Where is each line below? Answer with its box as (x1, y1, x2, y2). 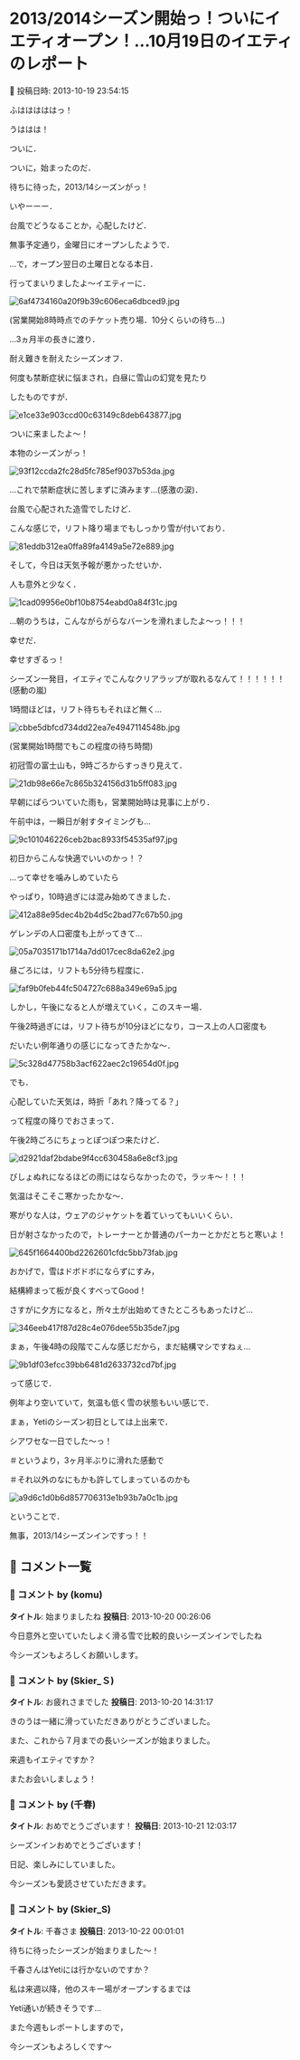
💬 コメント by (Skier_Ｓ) (9, 1674, 115, 1687)
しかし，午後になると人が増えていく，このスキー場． (9, 1001, 207, 1012)
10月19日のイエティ (148, 31, 294, 52)
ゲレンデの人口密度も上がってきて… (9, 927, 143, 938)
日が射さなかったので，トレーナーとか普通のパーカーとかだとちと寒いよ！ (9, 1229, 286, 1240)
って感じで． (9, 1377, 57, 1388)
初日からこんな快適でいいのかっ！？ (9, 852, 145, 863)
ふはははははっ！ (9, 104, 73, 115)
